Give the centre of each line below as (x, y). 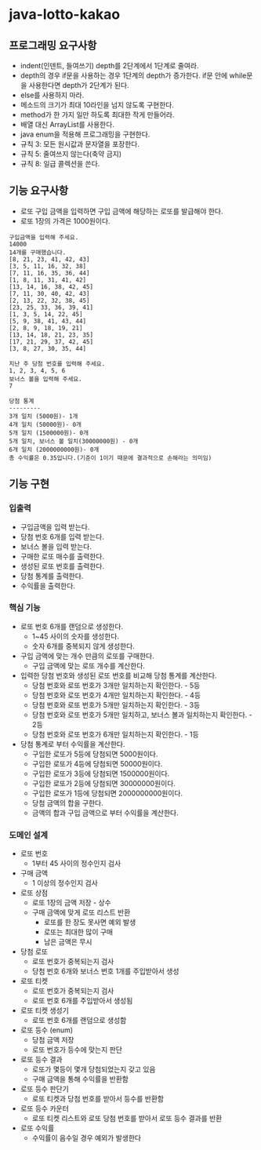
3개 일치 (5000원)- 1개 (43, 416)
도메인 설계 (29, 835)
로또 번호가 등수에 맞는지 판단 (77, 1050)
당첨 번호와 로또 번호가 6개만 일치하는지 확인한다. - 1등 (115, 734)
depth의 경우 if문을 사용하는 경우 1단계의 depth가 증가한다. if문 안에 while (133, 75)
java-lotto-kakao (65, 15)
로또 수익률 (37, 1128)
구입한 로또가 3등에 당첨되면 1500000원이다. (101, 773)
